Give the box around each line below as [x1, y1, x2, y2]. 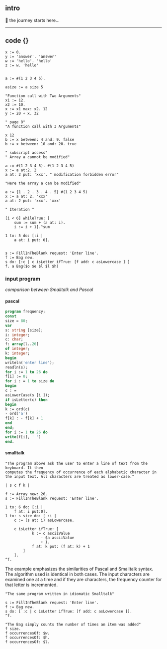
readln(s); [5, 364, 28, 370]
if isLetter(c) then [5, 397, 48, 402]
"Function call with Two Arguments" [5, 93, 81, 98]
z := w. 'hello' [5, 62, 39, 68]
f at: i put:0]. [14, 509, 48, 514]
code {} [5, 36, 29, 45]
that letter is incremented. [5, 582, 58, 588]
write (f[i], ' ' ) [5, 434, 41, 439]
